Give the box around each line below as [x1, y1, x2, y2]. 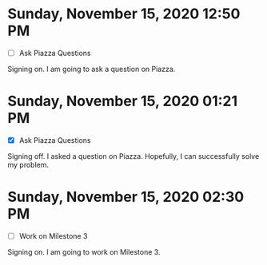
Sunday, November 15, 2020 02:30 [7, 188, 245, 206]
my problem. [7, 160, 50, 169]
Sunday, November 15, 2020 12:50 [7, 5, 241, 23]
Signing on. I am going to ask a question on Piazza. [7, 65, 176, 73]
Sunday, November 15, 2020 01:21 [7, 93, 238, 110]
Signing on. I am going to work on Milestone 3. [7, 247, 161, 256]
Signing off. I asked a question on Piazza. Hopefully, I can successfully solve [7, 152, 260, 160]
